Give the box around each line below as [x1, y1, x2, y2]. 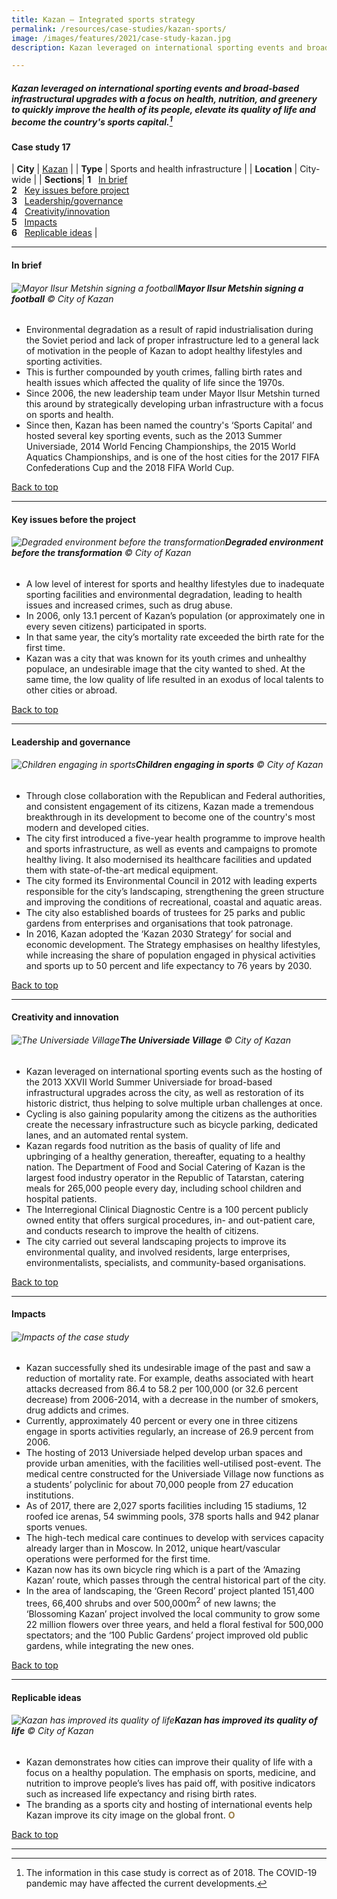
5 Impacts [11, 216, 58, 228]
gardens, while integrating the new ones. [25, 1640, 194, 1652]
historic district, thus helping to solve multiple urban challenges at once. [25, 1097, 323, 1109]
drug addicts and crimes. [25, 1404, 129, 1416]
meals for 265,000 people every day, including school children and [25, 1182, 302, 1194]
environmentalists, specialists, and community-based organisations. [25, 1256, 307, 1268]
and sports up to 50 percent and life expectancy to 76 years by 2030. [25, 959, 313, 971]
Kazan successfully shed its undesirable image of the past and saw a [25, 1362, 311, 1374]
